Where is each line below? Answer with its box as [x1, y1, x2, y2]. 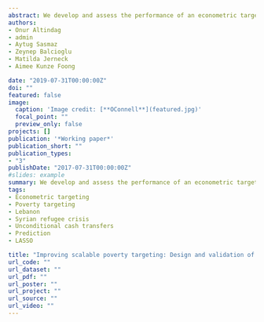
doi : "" [8, 84, 34, 92]
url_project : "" [8, 288, 61, 295]
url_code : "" [8, 258, 51, 266]
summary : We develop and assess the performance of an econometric [8, 179, 234, 186]
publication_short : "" [8, 142, 82, 150]
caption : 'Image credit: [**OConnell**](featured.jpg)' [15, 106, 202, 114]
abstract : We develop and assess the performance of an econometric [8, 11, 237, 20]
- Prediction [8, 230, 51, 237]
